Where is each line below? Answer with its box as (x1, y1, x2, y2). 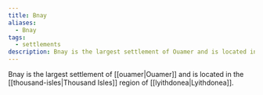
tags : (8, 33, 26, 42)
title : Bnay (8, 11, 47, 20)
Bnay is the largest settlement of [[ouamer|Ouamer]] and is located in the (8, 70, 244, 79)
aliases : (8, 19, 37, 27)
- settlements (15, 41, 61, 49)
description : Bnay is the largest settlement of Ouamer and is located (8, 48, 247, 56)
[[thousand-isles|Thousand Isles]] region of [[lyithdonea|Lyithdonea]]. (8, 78, 234, 87)
